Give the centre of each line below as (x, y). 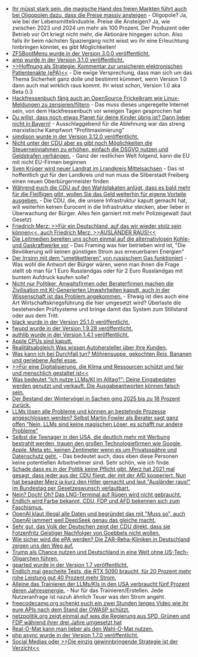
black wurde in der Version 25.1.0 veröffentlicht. (71, 322)
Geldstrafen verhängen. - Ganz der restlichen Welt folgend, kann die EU (101, 156)
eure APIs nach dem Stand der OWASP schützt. (71, 609)
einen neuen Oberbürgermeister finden (60, 181)
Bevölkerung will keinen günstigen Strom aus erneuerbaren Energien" (98, 251)
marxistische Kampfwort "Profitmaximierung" (68, 130)
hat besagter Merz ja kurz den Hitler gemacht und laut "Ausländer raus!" (101, 482)
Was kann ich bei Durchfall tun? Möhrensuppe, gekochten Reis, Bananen (102, 354)
